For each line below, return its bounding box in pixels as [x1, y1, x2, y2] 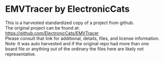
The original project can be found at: [5, 25, 80, 31]
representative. [5, 51, 36, 57]
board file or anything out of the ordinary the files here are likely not [5, 46, 144, 52]
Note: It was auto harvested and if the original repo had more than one [5, 40, 149, 46]
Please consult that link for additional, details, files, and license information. [5, 35, 160, 41]
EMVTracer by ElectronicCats [5, 3, 130, 15]
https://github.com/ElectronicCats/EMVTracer [5, 30, 99, 36]
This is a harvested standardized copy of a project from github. [5, 20, 134, 26]
